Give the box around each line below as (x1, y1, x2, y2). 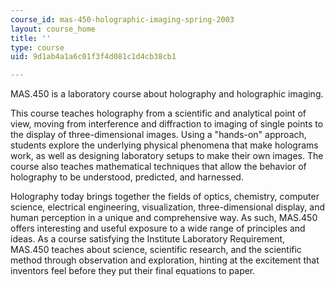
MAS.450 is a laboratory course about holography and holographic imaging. (10, 88, 324, 100)
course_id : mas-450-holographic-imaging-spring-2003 (10, 14, 235, 25)
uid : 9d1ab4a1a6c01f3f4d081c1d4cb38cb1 (10, 52, 177, 62)
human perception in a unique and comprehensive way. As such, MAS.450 (10, 212, 318, 224)
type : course (10, 42, 65, 53)
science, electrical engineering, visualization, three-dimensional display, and (10, 201, 326, 213)
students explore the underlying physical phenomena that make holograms (10, 139, 319, 151)
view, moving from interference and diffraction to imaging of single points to (10, 118, 324, 130)
